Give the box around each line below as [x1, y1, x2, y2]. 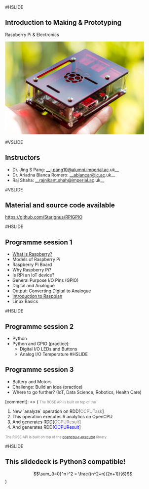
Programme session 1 [5, 238, 73, 246]
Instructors [5, 153, 40, 162]
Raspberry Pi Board [12, 262, 52, 267]
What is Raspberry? [12, 251, 53, 257]
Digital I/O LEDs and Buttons [19, 346, 77, 352]
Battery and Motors [12, 378, 52, 385]
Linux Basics [12, 299, 38, 305]
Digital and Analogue [12, 283, 55, 289]
